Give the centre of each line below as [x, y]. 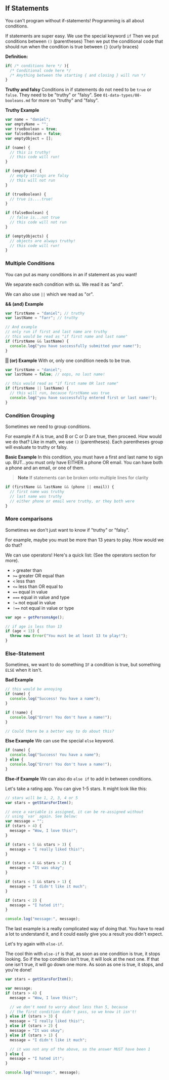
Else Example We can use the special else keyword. [60, 741]
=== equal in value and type [41, 597]
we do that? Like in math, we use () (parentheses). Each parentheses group [84, 442]
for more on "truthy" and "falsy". [65, 101]
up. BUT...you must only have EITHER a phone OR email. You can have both [84, 463]
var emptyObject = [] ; [29, 138]
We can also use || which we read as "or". [50, 294]
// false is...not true [35, 218]
